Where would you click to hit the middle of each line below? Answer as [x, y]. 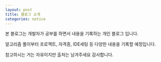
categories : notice [25, 19]
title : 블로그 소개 [23, 14]
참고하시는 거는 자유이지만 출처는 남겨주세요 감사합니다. [59, 55]
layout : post [19, 10]
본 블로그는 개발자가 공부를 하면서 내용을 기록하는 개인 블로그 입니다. [72, 34]
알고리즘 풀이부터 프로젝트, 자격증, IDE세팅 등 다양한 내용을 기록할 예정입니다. [80, 44]
